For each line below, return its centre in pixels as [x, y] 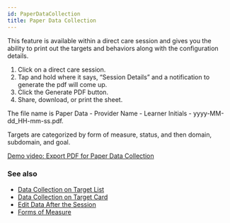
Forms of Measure [45, 212]
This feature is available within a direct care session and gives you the [109, 40]
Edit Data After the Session [57, 204]
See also [22, 174]
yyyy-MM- [209, 113]
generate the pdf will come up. [62, 84]
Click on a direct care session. [62, 69]
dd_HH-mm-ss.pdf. [35, 120]
